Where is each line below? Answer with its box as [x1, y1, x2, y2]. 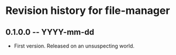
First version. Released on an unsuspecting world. [13, 42, 135, 49]
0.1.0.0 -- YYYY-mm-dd [5, 27, 95, 37]
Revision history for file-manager [5, 4, 170, 17]
